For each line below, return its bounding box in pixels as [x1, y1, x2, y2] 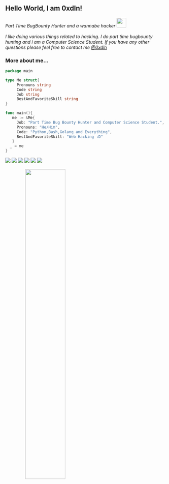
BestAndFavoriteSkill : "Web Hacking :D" [16, 134, 103, 139]
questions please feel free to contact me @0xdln [5, 44, 108, 50]
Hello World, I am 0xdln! [5, 4, 83, 13]
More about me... [5, 57, 49, 64]
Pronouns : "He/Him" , [16, 125, 60, 130]
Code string [16, 87, 42, 92]
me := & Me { [12, 115, 36, 120]
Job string [16, 92, 40, 97]
